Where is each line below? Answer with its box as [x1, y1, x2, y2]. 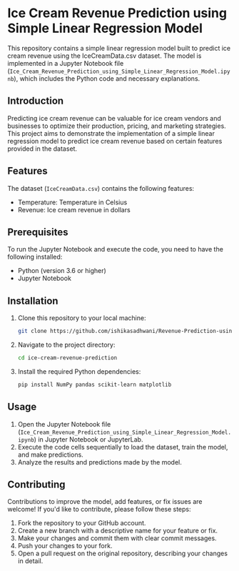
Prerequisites [7, 226, 68, 238]
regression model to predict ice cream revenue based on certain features [7, 136, 223, 145]
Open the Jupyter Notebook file [17, 419, 111, 428]
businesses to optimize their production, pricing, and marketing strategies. [7, 121, 226, 130]
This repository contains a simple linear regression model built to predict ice [7, 44, 231, 52]
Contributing [7, 479, 66, 491]
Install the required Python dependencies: [17, 367, 141, 376]
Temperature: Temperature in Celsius [17, 198, 128, 207]
